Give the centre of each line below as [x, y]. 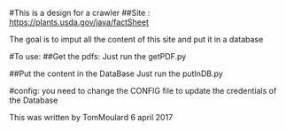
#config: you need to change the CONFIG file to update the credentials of [143, 91]
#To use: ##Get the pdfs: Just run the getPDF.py [98, 56]
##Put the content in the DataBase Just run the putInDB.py [116, 73]
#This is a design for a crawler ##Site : [80, 13]
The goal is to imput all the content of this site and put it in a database [136, 39]
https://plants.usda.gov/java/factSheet [79, 22]
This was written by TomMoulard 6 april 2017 [91, 117]
